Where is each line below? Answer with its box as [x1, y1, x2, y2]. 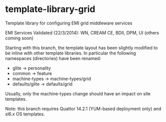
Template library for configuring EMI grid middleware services [5, 20, 133, 26]
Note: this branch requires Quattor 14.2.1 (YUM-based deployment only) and [5, 105, 162, 111]
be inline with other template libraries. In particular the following [5, 50, 136, 56]
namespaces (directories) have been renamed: [5, 55, 101, 61]
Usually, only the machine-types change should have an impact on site [5, 90, 151, 96]
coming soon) [5, 35, 34, 41]
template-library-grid [5, 3, 96, 15]
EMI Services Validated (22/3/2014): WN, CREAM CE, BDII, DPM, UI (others [5, 29, 160, 35]
